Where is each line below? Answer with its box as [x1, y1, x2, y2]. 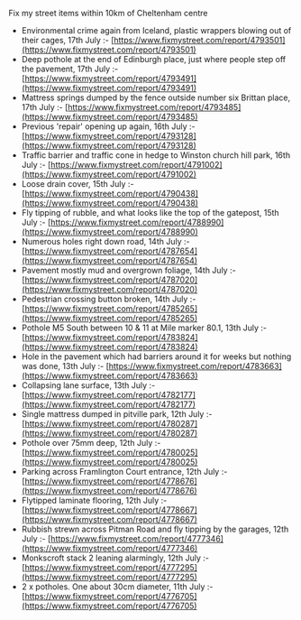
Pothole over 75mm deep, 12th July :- [21, 438, 161, 448]
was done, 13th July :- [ [21, 361, 110, 371]
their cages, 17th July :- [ [21, 35, 114, 45]
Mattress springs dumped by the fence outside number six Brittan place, [21, 92, 291, 103]
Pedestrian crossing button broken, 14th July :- [21, 293, 196, 304]
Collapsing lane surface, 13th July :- [21, 380, 156, 391]
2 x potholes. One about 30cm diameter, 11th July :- [21, 581, 214, 592]
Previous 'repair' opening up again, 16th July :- [21, 121, 196, 132]
